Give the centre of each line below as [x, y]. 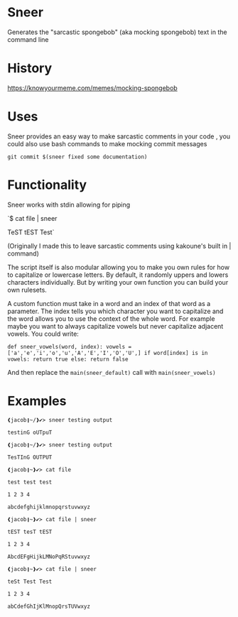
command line [28, 39]
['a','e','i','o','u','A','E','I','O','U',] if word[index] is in [108, 353]
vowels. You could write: [43, 334]
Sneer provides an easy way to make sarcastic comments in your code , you [119, 136]
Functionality [47, 185]
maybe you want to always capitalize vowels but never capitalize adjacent [115, 326]
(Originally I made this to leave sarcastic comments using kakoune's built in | [119, 246]
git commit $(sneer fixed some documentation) [77, 157]
